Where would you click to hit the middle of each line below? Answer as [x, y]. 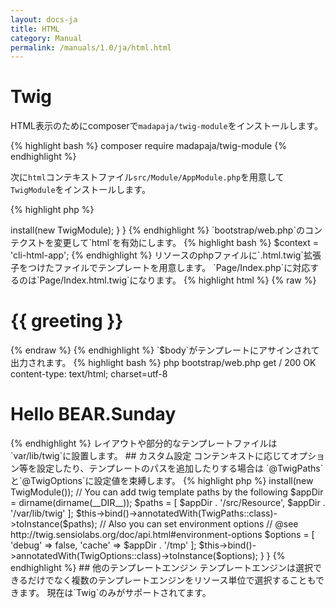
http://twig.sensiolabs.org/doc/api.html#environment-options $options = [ [162, 535]
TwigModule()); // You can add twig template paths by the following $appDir [167, 492]
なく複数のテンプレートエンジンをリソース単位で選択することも [185, 580]
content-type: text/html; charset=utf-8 [89, 374]
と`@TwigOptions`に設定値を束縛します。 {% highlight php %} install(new [162, 481]
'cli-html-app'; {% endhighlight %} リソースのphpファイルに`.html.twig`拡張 [166, 255]
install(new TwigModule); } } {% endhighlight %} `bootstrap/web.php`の [157, 230]
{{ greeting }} [67, 321]
